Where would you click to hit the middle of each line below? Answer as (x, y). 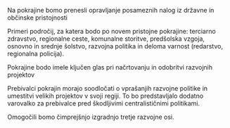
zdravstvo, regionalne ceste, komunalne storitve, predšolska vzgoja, (106, 39)
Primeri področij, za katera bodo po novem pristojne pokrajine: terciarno (111, 31)
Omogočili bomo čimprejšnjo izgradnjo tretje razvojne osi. (91, 117)
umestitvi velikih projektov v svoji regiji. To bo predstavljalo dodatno (106, 96)
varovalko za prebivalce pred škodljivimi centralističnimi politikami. (104, 103)
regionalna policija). (36, 53)
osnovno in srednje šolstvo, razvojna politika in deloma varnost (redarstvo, (115, 46)
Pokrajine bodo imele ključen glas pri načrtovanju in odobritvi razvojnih (110, 67)
